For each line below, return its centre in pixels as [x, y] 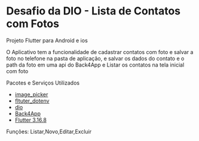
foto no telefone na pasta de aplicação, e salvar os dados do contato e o [95, 58]
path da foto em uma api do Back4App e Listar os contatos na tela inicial [95, 65]
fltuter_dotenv [32, 101]
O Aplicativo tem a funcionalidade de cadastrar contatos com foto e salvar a [100, 52]
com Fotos [33, 24]
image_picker [31, 94]
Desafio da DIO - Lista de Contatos [94, 11]
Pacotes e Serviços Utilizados [43, 83]
